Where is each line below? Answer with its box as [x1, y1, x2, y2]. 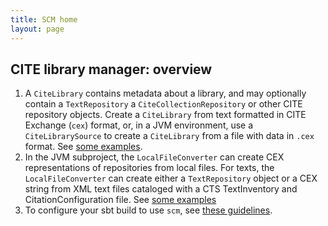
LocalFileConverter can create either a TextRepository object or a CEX [24, 172, 318, 185]
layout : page [10, 24, 65, 34]
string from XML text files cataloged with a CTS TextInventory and [24, 183, 298, 195]
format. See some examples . [24, 141, 143, 153]
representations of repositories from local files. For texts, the [24, 162, 275, 174]
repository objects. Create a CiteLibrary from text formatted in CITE [24, 109, 307, 121]
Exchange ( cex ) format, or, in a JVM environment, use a [24, 119, 254, 131]
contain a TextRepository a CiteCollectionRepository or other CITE [24, 98, 303, 110]
